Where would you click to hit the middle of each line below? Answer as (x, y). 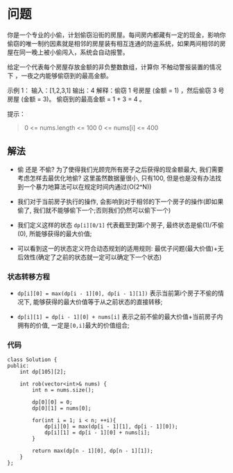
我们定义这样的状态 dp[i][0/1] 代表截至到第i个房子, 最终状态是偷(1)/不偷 (120, 225)
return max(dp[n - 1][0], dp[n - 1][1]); (93, 451)
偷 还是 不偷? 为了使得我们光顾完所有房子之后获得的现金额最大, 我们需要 (120, 169)
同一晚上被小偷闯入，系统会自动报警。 (74, 52)
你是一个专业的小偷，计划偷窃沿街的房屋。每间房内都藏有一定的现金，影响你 (116, 35)
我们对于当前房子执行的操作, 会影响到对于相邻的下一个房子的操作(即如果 (120, 201)
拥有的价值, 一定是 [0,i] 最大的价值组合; (73, 325)
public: (18, 366)
